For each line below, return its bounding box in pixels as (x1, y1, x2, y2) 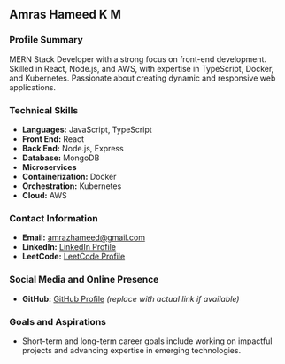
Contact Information (9, 212, 99, 224)
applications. (9, 81, 56, 92)
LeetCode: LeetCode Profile (21, 252, 126, 262)
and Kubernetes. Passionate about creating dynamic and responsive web (9, 73, 276, 83)
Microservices (21, 161, 77, 172)
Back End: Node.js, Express (21, 143, 124, 153)
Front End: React (21, 133, 85, 144)
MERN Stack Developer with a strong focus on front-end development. (9, 53, 267, 65)
